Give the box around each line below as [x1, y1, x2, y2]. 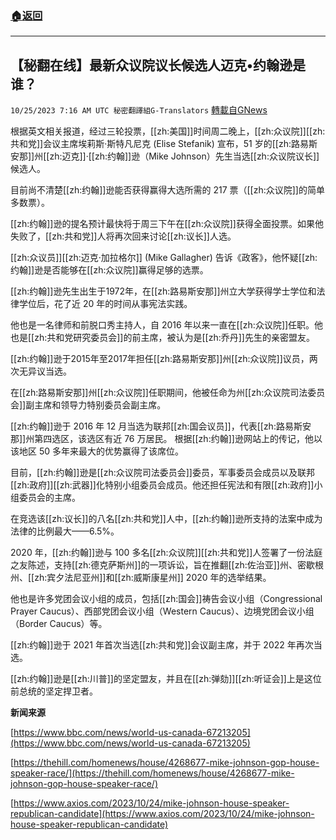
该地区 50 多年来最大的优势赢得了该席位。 [10, 445, 185, 457]
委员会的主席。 [18, 492, 81, 504]
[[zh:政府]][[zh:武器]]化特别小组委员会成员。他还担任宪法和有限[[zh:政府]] [10, 479, 315, 491]
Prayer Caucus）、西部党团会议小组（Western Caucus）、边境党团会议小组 [10, 605, 315, 617]
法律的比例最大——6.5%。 [10, 525, 120, 537]
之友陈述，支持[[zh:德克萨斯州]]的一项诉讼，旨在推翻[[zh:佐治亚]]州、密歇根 [10, 559, 324, 571]
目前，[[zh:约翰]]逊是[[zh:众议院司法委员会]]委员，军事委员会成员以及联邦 [10, 467, 315, 479]
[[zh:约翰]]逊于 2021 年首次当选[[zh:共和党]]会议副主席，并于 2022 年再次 [10, 639, 314, 651]
